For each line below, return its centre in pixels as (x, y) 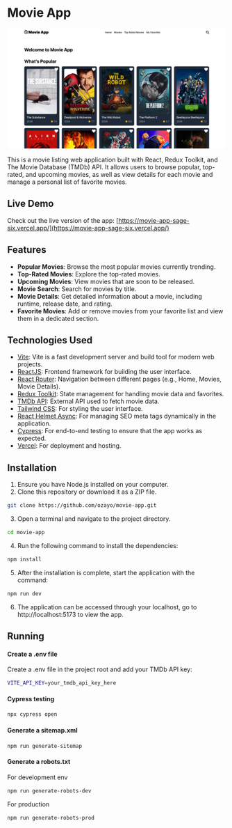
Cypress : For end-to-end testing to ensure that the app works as (110, 431)
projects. (30, 364)
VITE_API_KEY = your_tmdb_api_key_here (62, 683)
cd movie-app (26, 533)
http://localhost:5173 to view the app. (70, 614)
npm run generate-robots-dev (49, 791)
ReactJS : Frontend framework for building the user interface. (104, 372)
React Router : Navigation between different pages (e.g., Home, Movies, (119, 379)
